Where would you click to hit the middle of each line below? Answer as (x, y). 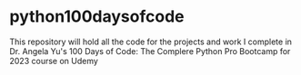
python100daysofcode (97, 17)
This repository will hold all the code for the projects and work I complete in (151, 42)
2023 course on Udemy (54, 61)
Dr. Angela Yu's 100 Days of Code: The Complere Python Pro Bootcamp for (150, 51)
